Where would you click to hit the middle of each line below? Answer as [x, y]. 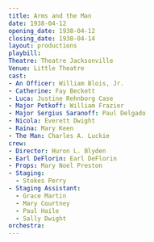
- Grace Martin [41, 196]
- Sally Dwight [41, 219]
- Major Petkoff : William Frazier [67, 106]
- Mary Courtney [43, 203]
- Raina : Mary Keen [41, 128]
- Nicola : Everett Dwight [52, 121]
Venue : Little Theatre [46, 69]
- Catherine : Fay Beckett [52, 91]
